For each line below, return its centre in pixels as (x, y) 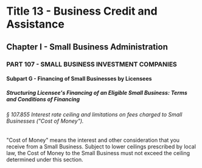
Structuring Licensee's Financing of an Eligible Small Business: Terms (97, 92)
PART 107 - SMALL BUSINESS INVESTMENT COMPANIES (92, 64)
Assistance (36, 24)
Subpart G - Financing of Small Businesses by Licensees (79, 79)
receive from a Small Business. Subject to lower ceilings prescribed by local (101, 146)
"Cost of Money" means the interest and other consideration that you (93, 140)
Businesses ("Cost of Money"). (45, 121)
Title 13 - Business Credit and (82, 11)
